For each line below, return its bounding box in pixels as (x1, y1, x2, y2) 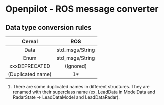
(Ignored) (64, 63, 87, 69)
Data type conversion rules (5, 23, 92, 32)
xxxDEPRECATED (9, 63, 50, 69)
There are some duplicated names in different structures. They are (12, 84, 150, 89)
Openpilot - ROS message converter (5, 3, 159, 15)
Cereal (22, 38, 38, 45)
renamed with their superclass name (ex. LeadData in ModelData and (12, 89, 155, 95)
